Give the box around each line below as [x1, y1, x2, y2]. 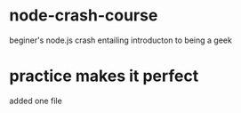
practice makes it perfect [9, 66, 199, 86]
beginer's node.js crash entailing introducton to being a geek [9, 35, 233, 45]
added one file [9, 95, 62, 106]
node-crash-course [9, 5, 158, 26]
